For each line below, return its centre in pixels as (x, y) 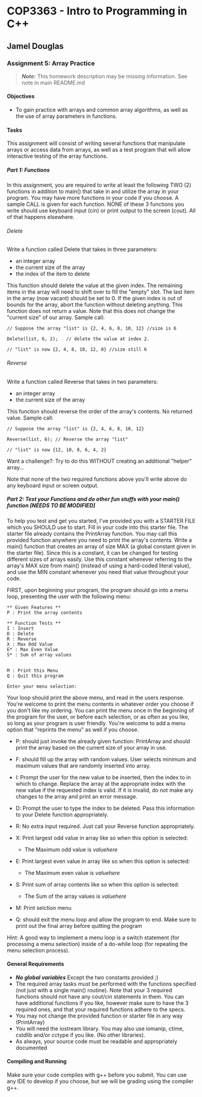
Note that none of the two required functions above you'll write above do (97, 479)
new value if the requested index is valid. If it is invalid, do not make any (104, 790)
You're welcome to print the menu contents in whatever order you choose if (100, 704)
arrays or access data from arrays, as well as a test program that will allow (99, 150)
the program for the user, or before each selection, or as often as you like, (98, 717)
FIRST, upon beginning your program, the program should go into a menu (98, 590)
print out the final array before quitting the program (79, 925)
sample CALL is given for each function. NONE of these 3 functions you (96, 204)
